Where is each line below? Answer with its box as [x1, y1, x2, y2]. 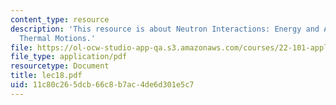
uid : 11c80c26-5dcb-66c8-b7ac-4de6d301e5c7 [10, 80, 195, 90]
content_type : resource [10, 14, 110, 25]
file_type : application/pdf [10, 52, 128, 62]
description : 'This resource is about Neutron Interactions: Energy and [10, 24, 320, 34]
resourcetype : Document [10, 61, 110, 71]
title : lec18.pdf [10, 71, 83, 81]
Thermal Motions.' [19, 33, 97, 43]
